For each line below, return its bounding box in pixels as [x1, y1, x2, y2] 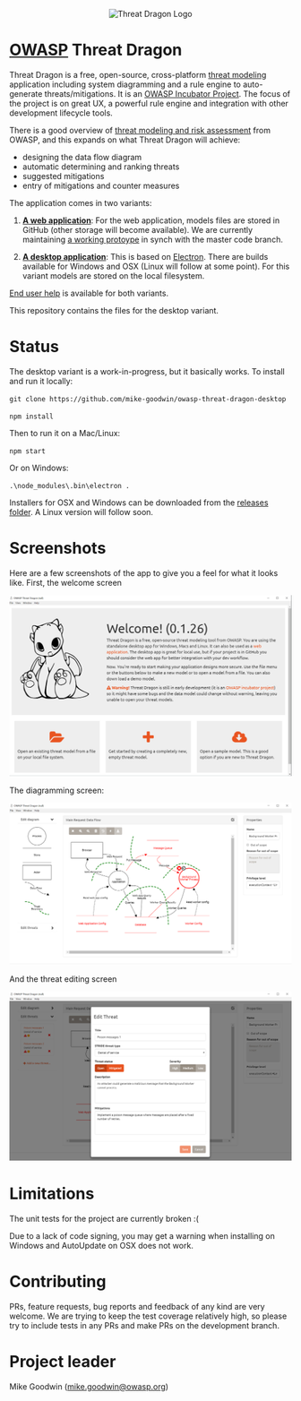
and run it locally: [9, 375, 73, 386]
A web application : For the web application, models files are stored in [21, 215, 280, 226]
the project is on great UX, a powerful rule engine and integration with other [9, 98, 289, 108]
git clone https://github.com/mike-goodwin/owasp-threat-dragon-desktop [9, 394, 287, 403]
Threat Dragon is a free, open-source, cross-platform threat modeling [9, 69, 267, 80]
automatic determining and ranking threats [21, 161, 180, 172]
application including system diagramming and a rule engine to [9, 79, 242, 90]
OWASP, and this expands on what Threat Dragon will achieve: [9, 134, 241, 145]
